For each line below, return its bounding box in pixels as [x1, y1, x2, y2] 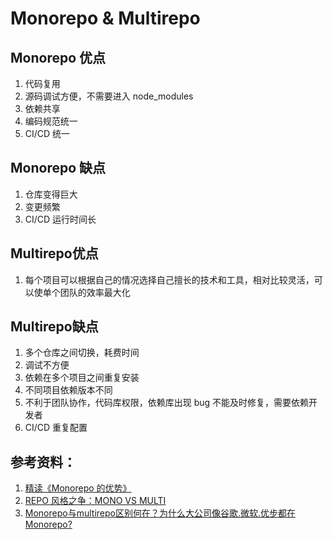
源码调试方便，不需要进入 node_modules [24, 90, 194, 102]
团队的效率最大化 [59, 286, 131, 298]
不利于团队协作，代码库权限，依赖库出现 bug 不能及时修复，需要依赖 [24, 397, 310, 409]
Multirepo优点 [10, 245, 99, 262]
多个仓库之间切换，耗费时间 [24, 347, 140, 359]
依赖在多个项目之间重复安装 [24, 372, 140, 384]
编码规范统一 [24, 115, 78, 127]
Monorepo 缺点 [10, 160, 107, 177]
